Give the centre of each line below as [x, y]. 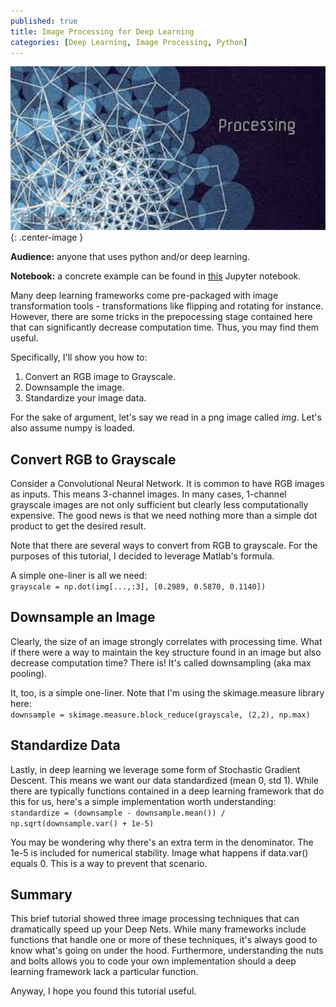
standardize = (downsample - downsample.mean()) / [118, 813]
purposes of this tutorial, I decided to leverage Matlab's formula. [142, 556]
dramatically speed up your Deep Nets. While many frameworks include [158, 929]
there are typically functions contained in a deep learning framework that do [167, 791]
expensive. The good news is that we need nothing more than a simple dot [164, 515]
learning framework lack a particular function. [104, 972]
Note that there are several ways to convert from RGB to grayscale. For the [164, 545]
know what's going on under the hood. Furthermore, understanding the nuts [167, 951]
